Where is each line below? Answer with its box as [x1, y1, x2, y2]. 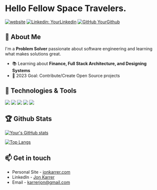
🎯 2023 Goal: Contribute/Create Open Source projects [12, 73, 120, 78]
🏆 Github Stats [5, 115, 52, 123]
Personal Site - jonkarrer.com [12, 169, 71, 175]
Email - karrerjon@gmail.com [12, 179, 70, 185]
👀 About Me [5, 33, 41, 41]
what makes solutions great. [5, 51, 61, 57]
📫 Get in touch [5, 154, 51, 162]
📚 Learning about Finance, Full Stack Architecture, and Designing [12, 60, 147, 66]
